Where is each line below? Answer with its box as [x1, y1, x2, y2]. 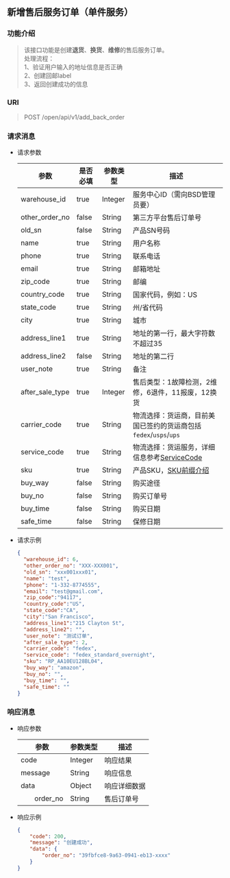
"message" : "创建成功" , [29, 839, 94, 846]
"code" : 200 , [29, 833, 67, 840]
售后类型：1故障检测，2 [132, 378, 211, 387]
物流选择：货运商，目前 [132, 411, 209, 420]
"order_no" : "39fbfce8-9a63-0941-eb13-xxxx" [42, 852, 171, 859]
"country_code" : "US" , [23, 600, 86, 608]
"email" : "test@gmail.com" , [23, 588, 104, 595]
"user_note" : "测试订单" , [23, 633, 94, 639]
